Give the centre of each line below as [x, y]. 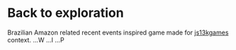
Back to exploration [66, 13]
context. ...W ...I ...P [36, 39]
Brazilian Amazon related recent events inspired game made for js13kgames [118, 32]
